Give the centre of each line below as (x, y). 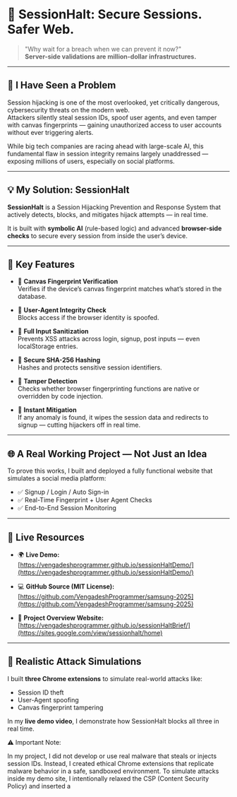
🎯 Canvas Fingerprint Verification (68, 281)
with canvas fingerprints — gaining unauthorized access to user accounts (115, 125)
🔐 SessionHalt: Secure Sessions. (105, 14)
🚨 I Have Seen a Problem (62, 85)
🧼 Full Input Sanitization (53, 331)
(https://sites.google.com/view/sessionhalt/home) (90, 633)
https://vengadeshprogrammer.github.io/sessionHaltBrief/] (105, 625)
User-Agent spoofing (48, 699)
